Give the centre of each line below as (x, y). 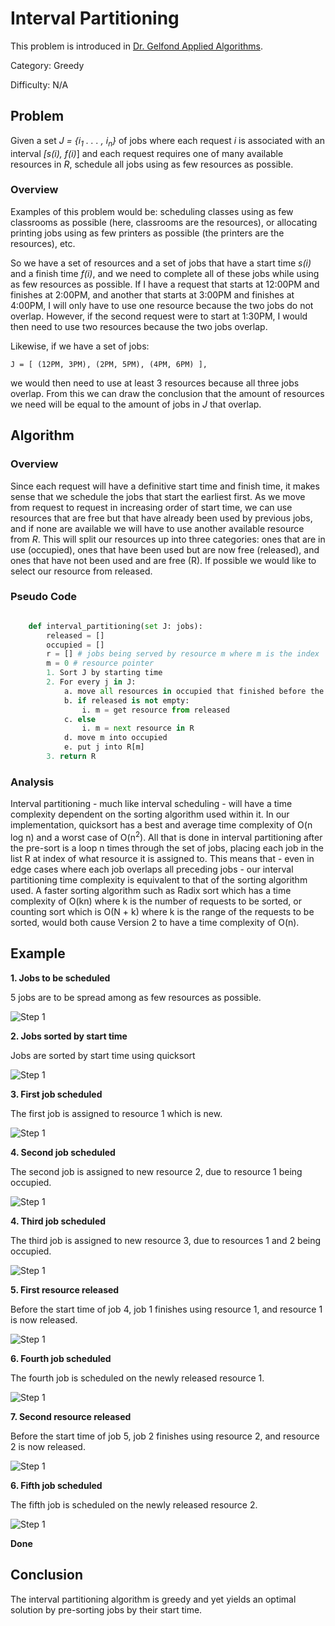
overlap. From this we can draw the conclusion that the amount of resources (167, 393)
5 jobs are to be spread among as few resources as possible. (136, 997)
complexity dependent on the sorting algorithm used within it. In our (150, 814)
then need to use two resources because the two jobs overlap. (139, 326)
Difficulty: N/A (39, 84)
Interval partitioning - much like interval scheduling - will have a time (151, 804)
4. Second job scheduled (63, 1152)
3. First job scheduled (56, 1094)
